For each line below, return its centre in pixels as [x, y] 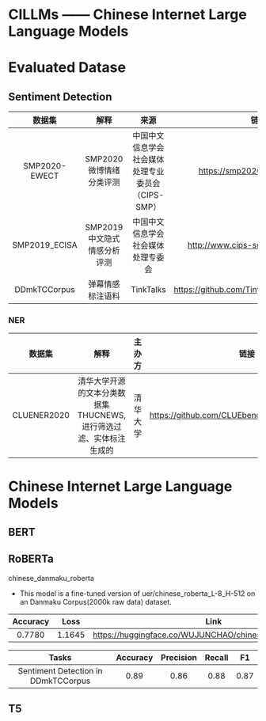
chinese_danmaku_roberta [51, 578]
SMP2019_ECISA [45, 245]
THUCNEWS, [102, 416]
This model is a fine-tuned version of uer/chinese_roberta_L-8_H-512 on [137, 593]
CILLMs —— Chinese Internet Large [127, 15]
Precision [179, 657]
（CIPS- [148, 195]
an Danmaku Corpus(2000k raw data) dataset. [95, 601]
